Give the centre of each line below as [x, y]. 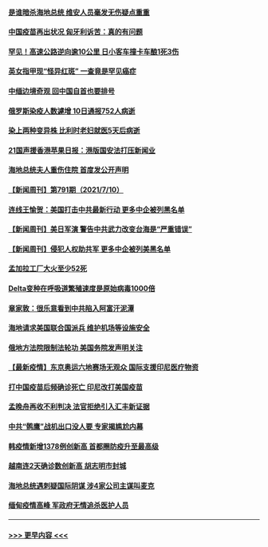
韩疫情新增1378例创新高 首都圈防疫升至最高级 [84, 446]
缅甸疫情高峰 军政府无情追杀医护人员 [69, 506]
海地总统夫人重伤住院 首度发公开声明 [69, 170]
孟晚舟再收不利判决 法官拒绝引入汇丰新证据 [79, 407]
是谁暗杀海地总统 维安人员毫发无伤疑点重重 [79, 12]
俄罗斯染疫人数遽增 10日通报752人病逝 [72, 111]
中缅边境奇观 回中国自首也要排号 [62, 91]
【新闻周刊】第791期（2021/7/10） [66, 189]
